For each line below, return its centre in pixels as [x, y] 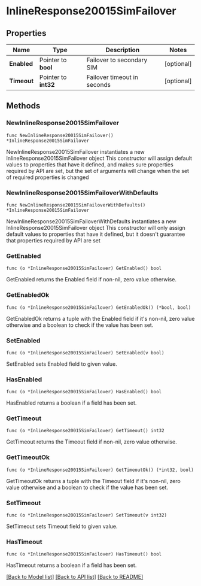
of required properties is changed [48, 177]
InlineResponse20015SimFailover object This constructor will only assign [96, 227]
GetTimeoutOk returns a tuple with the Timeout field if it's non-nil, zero [93, 481]
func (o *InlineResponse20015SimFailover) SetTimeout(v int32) [87, 515]
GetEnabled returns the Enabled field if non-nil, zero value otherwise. [91, 280]
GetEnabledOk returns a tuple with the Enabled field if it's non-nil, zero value [100, 318]
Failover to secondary [117, 60]
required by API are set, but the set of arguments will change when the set [98, 171]
